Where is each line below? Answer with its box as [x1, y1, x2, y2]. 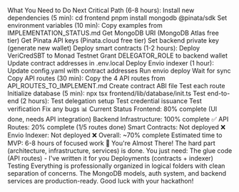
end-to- [206, 89, 230, 97]
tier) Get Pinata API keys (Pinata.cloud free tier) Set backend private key [7, 36, 220, 45]
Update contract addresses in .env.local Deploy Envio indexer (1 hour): [7, 59, 214, 67]
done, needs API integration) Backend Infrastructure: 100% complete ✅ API [7, 115, 229, 123]
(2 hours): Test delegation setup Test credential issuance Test [20, 97, 202, 105]
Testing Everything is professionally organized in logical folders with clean [7, 161, 225, 170]
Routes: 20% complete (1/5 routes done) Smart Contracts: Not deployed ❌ [7, 123, 226, 131]
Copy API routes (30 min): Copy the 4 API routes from [7, 74, 166, 82]
